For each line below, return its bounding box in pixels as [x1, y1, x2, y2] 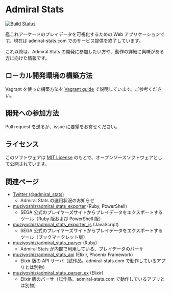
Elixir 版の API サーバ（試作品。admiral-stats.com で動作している [20, 258, 157, 264]
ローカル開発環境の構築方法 [5, 71, 93, 80]
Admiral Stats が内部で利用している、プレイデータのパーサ [20, 246, 144, 252]
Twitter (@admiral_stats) [12, 191, 64, 198]
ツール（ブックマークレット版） [20, 234, 88, 240]
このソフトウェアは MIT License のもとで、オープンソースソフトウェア [5, 154, 154, 161]
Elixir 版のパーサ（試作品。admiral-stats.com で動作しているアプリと [20, 276, 165, 282]
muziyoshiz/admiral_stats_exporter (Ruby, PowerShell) [12, 203, 128, 209]
